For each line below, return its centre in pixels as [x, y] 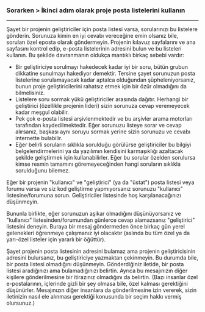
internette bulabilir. [39, 138]
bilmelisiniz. [30, 93]
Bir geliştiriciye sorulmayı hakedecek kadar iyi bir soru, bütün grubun [101, 67]
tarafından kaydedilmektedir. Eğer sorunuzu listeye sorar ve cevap [98, 126]
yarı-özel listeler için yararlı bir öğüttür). [56, 239]
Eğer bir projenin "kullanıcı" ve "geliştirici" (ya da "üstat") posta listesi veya [100, 182]
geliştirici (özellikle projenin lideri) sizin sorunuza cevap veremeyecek [103, 106]
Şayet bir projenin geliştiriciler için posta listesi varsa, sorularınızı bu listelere [102, 29]
